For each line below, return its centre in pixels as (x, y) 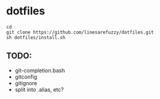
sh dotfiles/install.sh (36, 37)
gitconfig (26, 77)
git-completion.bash (40, 70)
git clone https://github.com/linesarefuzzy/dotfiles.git (80, 32)
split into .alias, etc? (39, 89)
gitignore (26, 83)
